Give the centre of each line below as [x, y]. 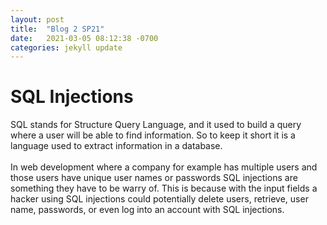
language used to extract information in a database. [116, 146]
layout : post [37, 19]
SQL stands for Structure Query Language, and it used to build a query [156, 125]
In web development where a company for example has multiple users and [164, 167]
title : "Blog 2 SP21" [57, 29]
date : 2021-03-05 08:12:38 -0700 [84, 38]
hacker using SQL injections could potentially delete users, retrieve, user [159, 199]
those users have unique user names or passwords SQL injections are [154, 178]
